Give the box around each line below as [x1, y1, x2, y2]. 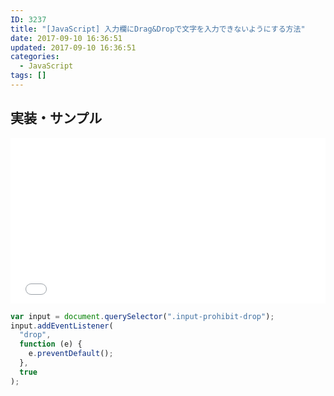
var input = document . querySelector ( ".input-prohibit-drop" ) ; [10, 311, 275, 321]
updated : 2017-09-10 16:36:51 [10, 42, 137, 53]
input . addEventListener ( [10, 321, 114, 331]
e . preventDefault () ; [28, 349, 114, 359]
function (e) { [19, 339, 83, 350]
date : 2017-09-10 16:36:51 [10, 33, 123, 43]
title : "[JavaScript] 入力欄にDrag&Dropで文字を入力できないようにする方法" [10, 24, 306, 34]
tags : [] [10, 71, 47, 81]
